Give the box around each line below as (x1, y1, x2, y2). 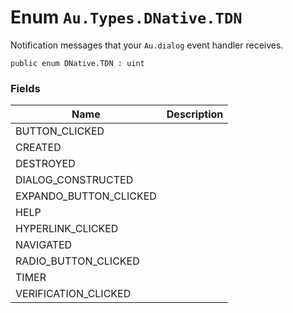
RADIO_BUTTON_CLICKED (15, 254, 140, 268)
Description (166, 107, 224, 121)
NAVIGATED (15, 238, 73, 252)
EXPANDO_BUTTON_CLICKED (15, 189, 157, 203)
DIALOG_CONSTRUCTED (15, 173, 134, 187)
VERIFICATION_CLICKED (15, 287, 132, 301)
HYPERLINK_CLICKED (15, 222, 119, 236)
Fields (10, 81, 41, 95)
